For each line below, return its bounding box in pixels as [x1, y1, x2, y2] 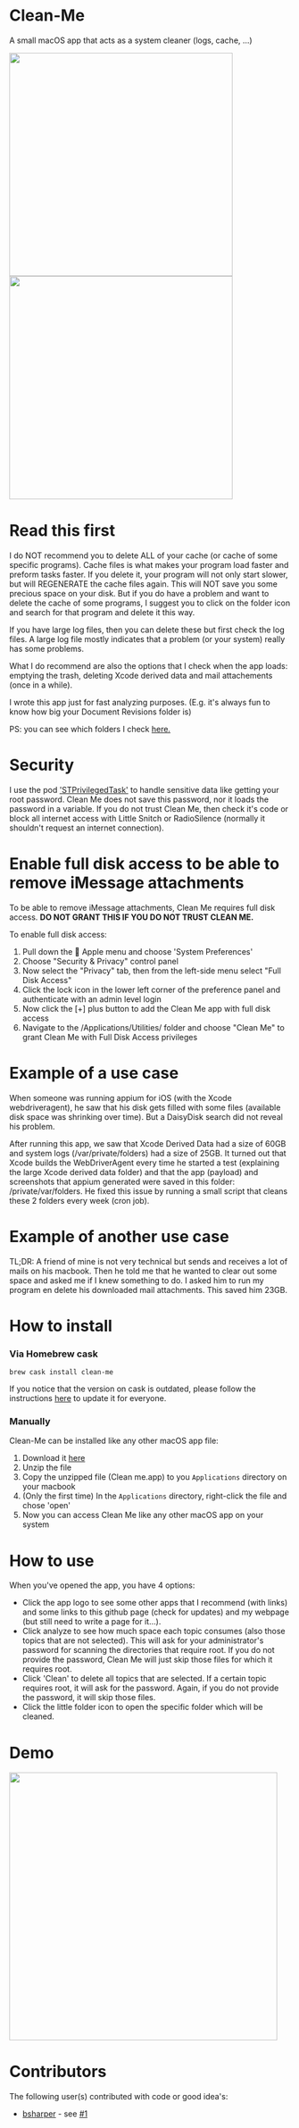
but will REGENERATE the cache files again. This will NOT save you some [9, 578, 278, 589]
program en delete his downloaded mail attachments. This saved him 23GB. [9, 1284, 288, 1295]
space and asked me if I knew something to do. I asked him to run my [9, 1274, 265, 1286]
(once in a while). [9, 680, 73, 690]
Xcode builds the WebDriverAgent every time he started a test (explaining [9, 1157, 279, 1168]
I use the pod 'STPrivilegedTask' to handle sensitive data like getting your [9, 784, 279, 795]
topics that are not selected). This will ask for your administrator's [21, 1635, 264, 1646]
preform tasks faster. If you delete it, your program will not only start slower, [9, 569, 288, 580]
